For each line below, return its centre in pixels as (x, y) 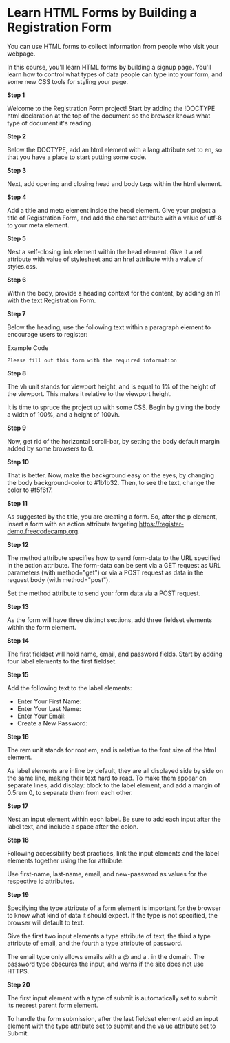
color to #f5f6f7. (30, 490)
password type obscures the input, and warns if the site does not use (106, 964)
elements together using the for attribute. (65, 860)
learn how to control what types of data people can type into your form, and (115, 74)
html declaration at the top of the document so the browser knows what (109, 116)
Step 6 (17, 280)
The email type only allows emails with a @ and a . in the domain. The (106, 956)
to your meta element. (39, 225)
